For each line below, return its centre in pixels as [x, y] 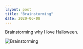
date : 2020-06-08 [23, 18]
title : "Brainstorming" [29, 14]
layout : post [18, 9]
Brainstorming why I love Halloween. [42, 32]
